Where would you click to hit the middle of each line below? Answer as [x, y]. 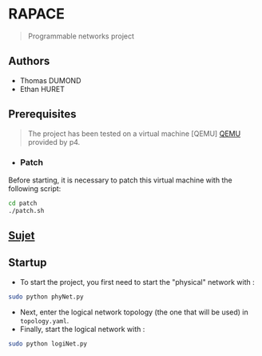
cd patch [23, 203]
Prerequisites [42, 114]
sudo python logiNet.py [48, 344]
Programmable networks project [81, 36]
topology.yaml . [44, 320]
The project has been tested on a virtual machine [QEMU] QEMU [134, 134]
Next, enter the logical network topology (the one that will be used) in [134, 312]
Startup [28, 263]
